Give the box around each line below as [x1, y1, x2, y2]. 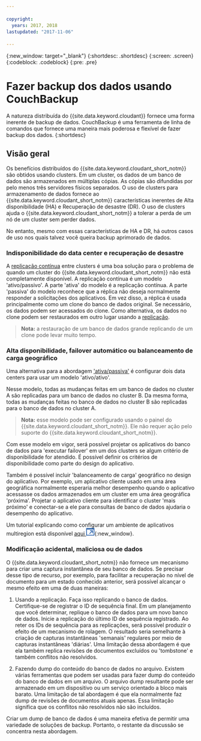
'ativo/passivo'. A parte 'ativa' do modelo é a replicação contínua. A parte [6, 282, 188, 289]
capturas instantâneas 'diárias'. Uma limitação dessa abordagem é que [14, 640, 191, 648]
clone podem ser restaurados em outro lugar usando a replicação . [6, 313, 170, 321]
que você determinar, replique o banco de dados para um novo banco [14, 608, 188, 615]
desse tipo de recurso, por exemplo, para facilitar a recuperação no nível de [6, 571, 194, 579]
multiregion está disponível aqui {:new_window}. [6, 530, 134, 537]
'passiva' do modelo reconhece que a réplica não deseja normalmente [6, 288, 181, 295]
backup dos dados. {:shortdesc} [6, 132, 86, 139]
